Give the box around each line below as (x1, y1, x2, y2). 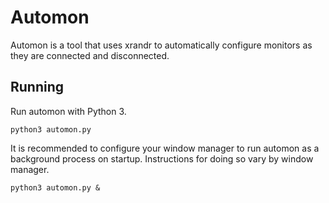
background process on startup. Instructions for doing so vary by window (10, 152, 314, 165)
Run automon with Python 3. (10, 105, 127, 117)
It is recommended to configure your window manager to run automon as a (10, 142, 320, 154)
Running (10, 79, 65, 96)
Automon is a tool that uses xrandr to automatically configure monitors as (10, 39, 313, 51)
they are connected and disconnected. (10, 49, 170, 61)
